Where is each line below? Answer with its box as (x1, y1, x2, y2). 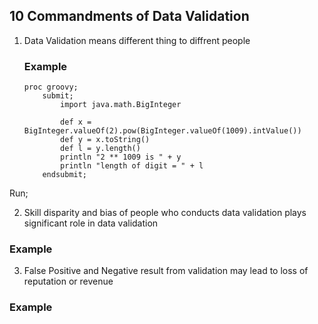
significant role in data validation (23, 217, 159, 229)
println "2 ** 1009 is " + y (60, 152, 182, 163)
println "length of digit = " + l (60, 161, 204, 171)
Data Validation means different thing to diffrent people (23, 34, 251, 46)
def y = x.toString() (60, 135, 151, 145)
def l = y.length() (60, 144, 141, 154)
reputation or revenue (23, 275, 114, 288)
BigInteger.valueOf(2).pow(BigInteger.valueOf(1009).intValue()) (23, 126, 302, 136)
